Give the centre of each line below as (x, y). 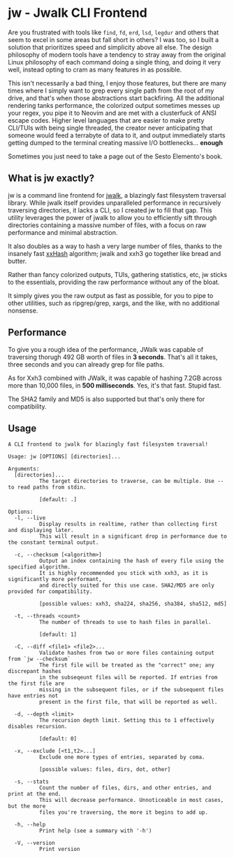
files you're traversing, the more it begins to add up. (124, 812)
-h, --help (30, 825)
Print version (59, 850)
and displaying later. (41, 531)
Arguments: (24, 469)
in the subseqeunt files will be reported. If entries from (128, 678)
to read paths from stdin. (47, 488)
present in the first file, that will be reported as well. (128, 702)
